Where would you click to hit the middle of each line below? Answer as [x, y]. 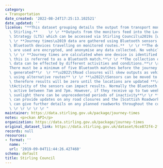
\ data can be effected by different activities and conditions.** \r [81, 63]
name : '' [18, 145]
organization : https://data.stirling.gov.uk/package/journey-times [75, 122]
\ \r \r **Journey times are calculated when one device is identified [83, 54]
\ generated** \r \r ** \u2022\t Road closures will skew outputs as [79, 73]
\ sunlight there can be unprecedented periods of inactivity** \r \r [81, 95]
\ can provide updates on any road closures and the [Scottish [74, 100]
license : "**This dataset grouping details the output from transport [78, 28]
